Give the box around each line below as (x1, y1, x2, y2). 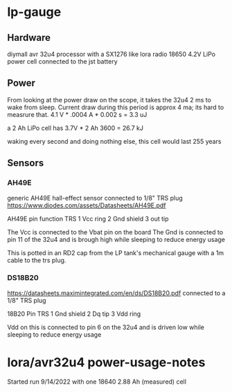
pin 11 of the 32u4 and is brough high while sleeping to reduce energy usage (7, 235, 226, 243)
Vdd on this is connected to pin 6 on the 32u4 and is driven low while (7, 323, 205, 331)
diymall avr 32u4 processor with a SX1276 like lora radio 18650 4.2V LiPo (7, 50, 216, 58)
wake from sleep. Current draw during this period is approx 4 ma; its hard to (7, 103, 224, 111)
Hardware (7, 32, 51, 44)
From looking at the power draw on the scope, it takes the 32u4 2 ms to (7, 95, 211, 104)
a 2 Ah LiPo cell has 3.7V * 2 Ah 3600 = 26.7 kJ (7, 124, 144, 132)
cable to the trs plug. (7, 256, 66, 264)
